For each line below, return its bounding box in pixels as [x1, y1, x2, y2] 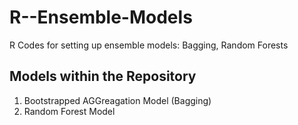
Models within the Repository [9, 68, 197, 85]
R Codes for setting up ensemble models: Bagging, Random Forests [9, 39, 289, 51]
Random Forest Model [23, 105, 116, 117]
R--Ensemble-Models [9, 6, 193, 29]
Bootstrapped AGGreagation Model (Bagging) [23, 94, 212, 106]
